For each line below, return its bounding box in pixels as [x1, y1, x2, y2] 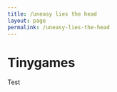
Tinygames [7, 54, 76, 71]
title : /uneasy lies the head [7, 10, 98, 18]
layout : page [7, 17, 46, 24]
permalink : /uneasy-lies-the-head [7, 24, 111, 31]
